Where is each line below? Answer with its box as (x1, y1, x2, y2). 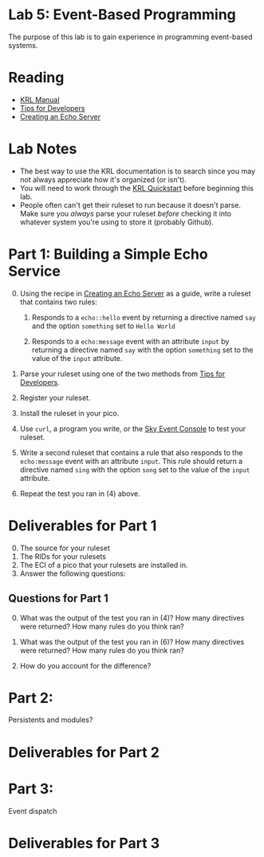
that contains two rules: (19, 297, 98, 307)
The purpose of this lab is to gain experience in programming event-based (8, 32, 253, 42)
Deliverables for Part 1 (8, 517, 157, 534)
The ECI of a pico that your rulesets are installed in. (19, 560, 189, 569)
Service (8, 262, 61, 280)
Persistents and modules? (8, 715, 93, 724)
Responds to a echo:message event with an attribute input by (31, 336, 230, 346)
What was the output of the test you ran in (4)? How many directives (19, 613, 245, 622)
